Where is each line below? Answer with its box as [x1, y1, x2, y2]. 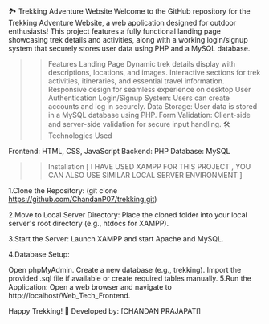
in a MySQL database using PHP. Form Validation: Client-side [47, 111, 251, 119]
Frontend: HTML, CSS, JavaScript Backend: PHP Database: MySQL [8, 147, 230, 156]
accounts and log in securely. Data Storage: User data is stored [47, 102, 258, 111]
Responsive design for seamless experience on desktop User [47, 85, 251, 94]
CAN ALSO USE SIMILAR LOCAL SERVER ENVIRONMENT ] [47, 171, 243, 180]
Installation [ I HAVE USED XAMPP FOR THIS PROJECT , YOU [47, 162, 251, 171]
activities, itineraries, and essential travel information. [47, 76, 225, 86]
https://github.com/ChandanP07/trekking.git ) [8, 195, 157, 204]
